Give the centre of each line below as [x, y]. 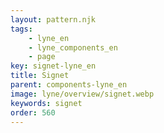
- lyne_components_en [73, 47]
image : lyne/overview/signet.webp [82, 94]
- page [42, 57]
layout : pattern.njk [53, 19]
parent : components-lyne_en [69, 85]
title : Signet [40, 76]
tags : [21, 29]
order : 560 [33, 112]
